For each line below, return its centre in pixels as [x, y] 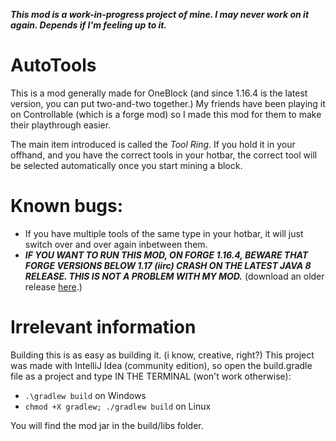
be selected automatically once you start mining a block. [126, 165]
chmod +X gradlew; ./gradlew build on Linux [118, 406]
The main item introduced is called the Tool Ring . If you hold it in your [153, 144]
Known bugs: [67, 206]
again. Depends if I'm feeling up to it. [89, 25]
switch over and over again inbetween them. [116, 244]
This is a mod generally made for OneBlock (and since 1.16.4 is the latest [159, 93]
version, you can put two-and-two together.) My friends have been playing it [168, 103]
